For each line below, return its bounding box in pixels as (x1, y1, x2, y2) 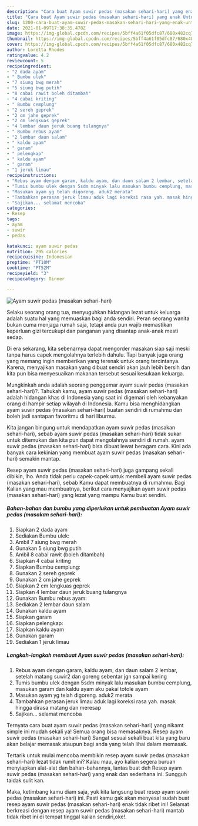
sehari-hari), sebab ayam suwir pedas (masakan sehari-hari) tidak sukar (6, 430, 182, 437)
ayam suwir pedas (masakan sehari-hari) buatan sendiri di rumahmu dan (6, 406, 183, 413)
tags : (6, 216, 20, 222)
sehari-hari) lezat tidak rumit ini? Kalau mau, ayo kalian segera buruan (6, 758, 176, 765)
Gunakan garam (15, 632, 55, 639)
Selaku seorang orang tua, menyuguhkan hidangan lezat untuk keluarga (6, 308, 181, 315)
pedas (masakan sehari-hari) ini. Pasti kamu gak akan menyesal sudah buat (6, 794, 190, 801)
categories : (6, 205, 36, 211)
